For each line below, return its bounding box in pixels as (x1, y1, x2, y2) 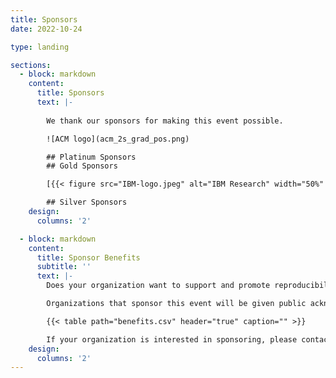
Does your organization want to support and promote (46, 281, 271, 291)
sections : (10, 60, 52, 70)
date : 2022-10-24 (10, 24, 83, 34)
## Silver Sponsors (46, 197, 128, 208)
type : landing (10, 42, 70, 52)
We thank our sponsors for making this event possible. (46, 116, 284, 126)
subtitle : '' (36, 262, 92, 272)
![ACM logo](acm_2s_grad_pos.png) (46, 134, 190, 144)
